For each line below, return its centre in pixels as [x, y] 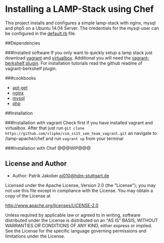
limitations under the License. [35, 236]
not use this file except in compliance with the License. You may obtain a [79, 190]
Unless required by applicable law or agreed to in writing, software [73, 215]
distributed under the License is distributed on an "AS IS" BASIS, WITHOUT [82, 220]
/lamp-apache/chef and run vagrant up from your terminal [64, 138]
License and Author [36, 164]
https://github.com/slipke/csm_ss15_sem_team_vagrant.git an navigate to [81, 133]
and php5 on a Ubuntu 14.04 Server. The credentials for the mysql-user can [82, 28]
